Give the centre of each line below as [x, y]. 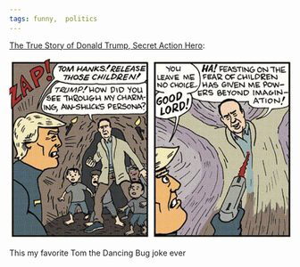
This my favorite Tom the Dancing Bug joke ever [97, 253]
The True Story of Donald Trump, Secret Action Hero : [107, 45]
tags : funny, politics [54, 19]
